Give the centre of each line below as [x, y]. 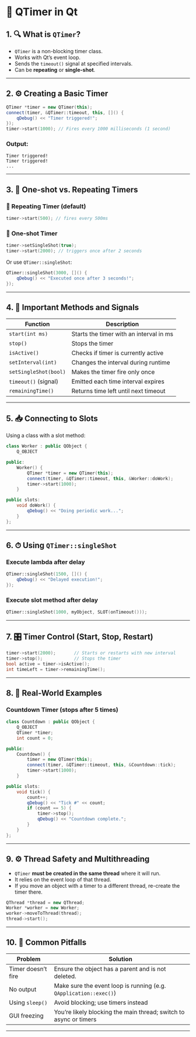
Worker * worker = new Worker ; [43, 908]
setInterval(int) [33, 362]
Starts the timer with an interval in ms [123, 334]
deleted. [65, 976]
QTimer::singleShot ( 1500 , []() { [47, 574]
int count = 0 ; [35, 738]
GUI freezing [26, 1015]
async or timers [75, 1019]
